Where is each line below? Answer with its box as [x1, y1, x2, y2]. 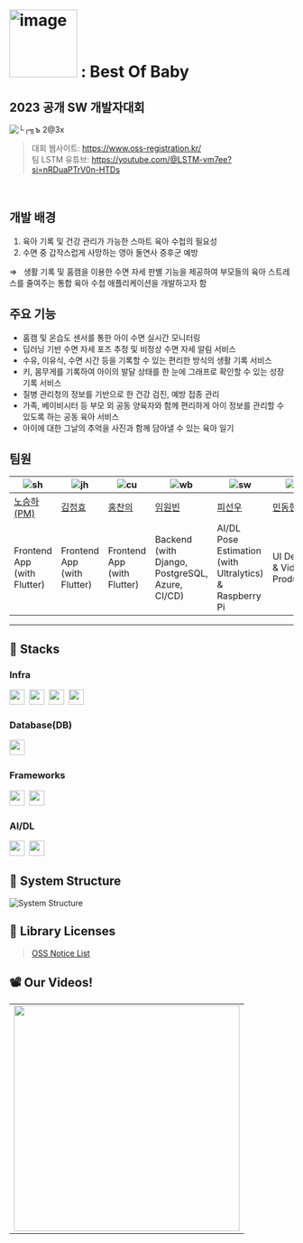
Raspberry [216, 589, 262, 602]
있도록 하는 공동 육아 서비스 [22, 411, 120, 422]
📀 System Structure [9, 874, 122, 889]
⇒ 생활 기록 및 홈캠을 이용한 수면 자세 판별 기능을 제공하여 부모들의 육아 [9, 266, 266, 277]
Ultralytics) [216, 567, 264, 580]
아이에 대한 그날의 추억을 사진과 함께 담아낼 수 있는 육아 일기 [22, 422, 234, 433]
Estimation [216, 544, 262, 557]
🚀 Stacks [9, 641, 60, 656]
